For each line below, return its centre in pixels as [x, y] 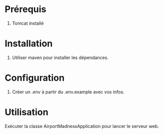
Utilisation [26, 112]
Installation [29, 44]
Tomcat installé [28, 23]
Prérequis [25, 9]
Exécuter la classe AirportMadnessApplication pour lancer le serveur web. [82, 126]
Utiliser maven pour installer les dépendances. [60, 57]
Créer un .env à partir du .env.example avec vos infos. [68, 92]
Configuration [35, 78]
